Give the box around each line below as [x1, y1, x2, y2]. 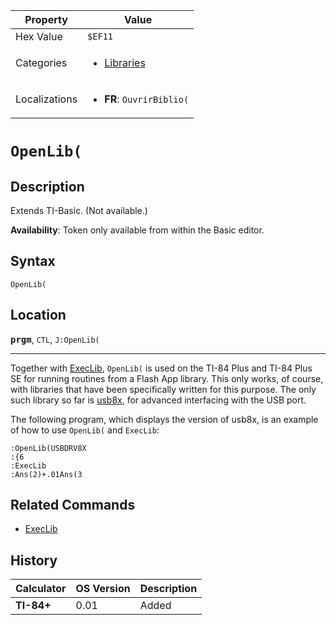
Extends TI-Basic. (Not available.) [10, 205, 148, 216]
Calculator [15, 582, 67, 596]
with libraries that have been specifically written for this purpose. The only [10, 383, 317, 395]
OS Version [75, 582, 131, 596]
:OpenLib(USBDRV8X [10, 443, 87, 453]
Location [10, 307, 67, 324]
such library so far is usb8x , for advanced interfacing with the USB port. [10, 394, 307, 406]
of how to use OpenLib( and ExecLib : [10, 424, 160, 436]
